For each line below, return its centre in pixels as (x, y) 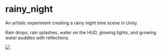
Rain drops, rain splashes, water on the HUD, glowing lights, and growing (81, 32)
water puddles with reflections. (37, 38)
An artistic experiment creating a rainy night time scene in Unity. (72, 23)
